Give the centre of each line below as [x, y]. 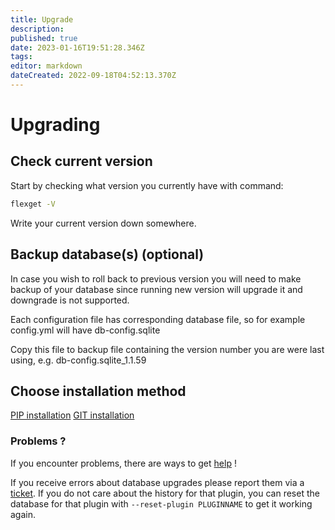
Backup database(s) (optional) [107, 254]
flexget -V [33, 204]
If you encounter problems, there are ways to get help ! [123, 463]
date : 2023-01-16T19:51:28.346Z [77, 47]
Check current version [81, 161]
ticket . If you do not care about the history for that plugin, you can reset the [165, 493]
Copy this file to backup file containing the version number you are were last [167, 349]
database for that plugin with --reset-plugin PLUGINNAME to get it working [161, 503]
